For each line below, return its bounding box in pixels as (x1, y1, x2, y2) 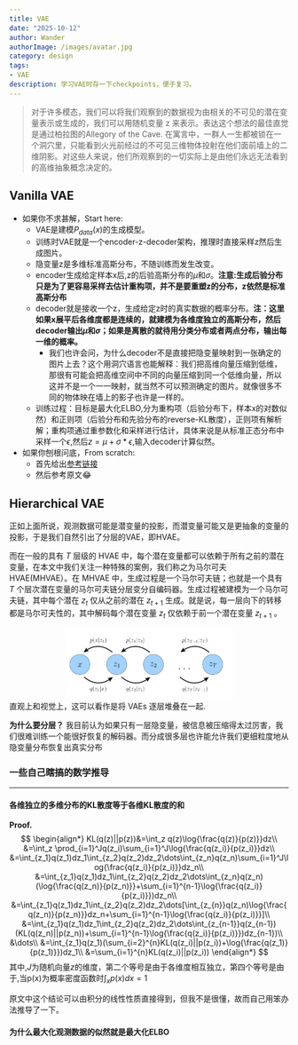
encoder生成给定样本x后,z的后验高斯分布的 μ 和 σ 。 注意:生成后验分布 (35, 270, 284, 281)
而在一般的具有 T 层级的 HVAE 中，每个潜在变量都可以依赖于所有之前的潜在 (9, 550, 285, 561)
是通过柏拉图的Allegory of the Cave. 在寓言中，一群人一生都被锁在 (30, 129, 274, 139)
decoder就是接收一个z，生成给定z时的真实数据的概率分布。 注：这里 (35, 303, 286, 314)
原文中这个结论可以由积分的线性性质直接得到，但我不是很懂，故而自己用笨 (9, 994, 281, 1004)
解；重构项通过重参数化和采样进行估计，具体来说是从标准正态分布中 (35, 425, 285, 436)
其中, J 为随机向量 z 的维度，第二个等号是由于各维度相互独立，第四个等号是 (9, 962, 277, 972)
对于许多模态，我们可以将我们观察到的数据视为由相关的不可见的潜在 (30, 107, 280, 117)
